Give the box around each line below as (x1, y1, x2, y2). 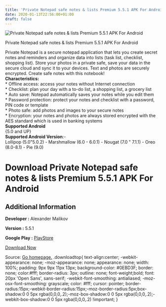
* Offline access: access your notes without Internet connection (5, 81, 135, 87)
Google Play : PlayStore (5, 235, 53, 241)
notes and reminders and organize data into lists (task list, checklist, (5, 55, 144, 61)
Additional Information (5, 202, 76, 211)
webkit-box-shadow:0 (5, 297, 50, 303)
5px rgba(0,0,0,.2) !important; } (55, 297, 118, 303)
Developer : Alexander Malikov (5, 216, 68, 222)
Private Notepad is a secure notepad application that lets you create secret (5, 49, 158, 55)
